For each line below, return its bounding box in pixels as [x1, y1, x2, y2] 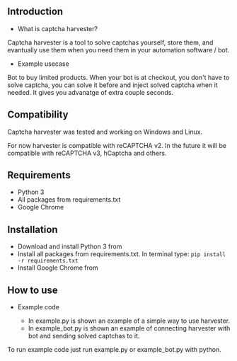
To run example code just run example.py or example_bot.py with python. [7, 345, 221, 354]
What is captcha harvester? [17, 24, 98, 33]
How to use [7, 284, 58, 296]
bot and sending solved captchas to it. [28, 332, 140, 340]
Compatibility [7, 109, 69, 121]
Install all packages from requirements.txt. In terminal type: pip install [17, 250, 226, 258]
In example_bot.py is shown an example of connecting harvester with [28, 324, 231, 333]
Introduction [7, 6, 64, 18]
